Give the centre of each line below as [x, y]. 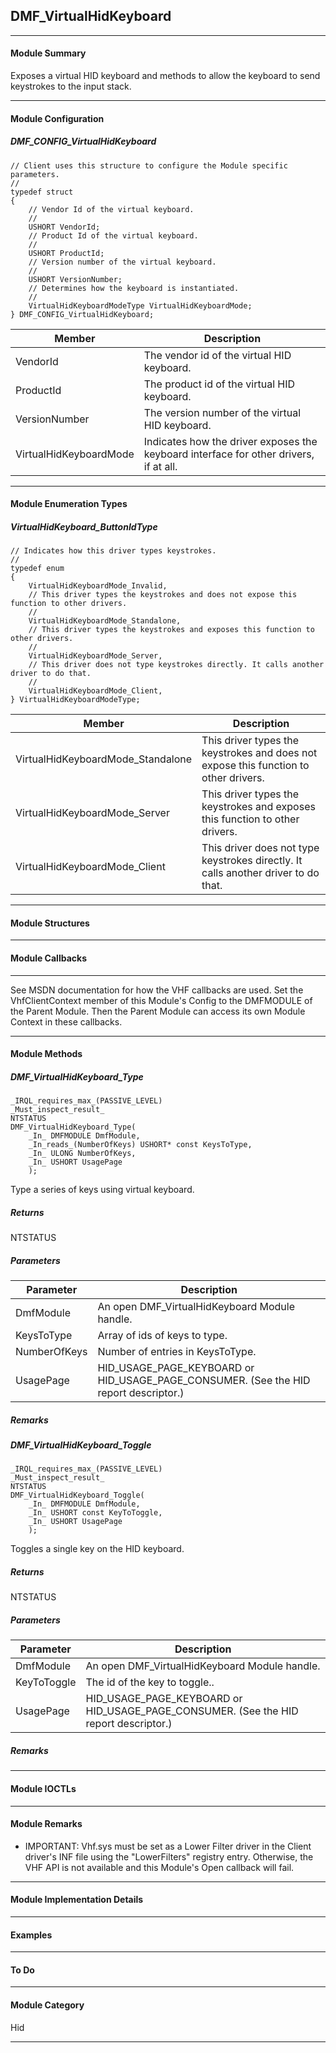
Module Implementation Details [77, 1900]
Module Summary [48, 53]
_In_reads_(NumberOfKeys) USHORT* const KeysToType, [140, 1145]
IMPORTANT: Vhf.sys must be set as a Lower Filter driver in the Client [168, 1846]
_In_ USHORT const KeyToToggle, [95, 1513]
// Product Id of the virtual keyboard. [113, 235]
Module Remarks [46, 1824]
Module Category [47, 2005]
